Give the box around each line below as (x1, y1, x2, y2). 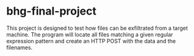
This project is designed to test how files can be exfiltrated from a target (6, 24, 188, 32)
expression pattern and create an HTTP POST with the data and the (6, 37, 176, 44)
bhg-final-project (6, 4, 96, 18)
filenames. (6, 44, 33, 51)
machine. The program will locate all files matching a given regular (6, 30, 173, 38)
